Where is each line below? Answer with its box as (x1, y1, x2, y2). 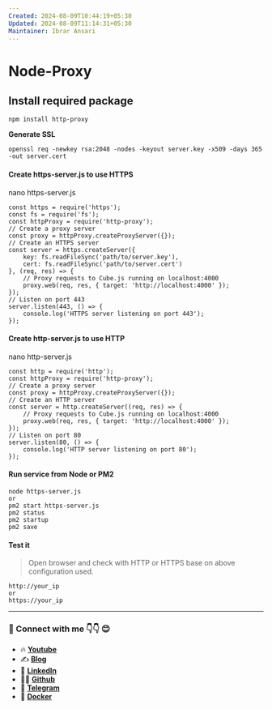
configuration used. (28, 566, 95, 576)
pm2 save (8, 523, 38, 531)
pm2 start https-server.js (8, 502, 100, 510)
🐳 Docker (19, 692, 53, 702)
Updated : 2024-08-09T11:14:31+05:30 (8, 19, 132, 28)
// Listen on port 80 (8, 431, 82, 439)
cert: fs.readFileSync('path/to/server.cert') (23, 260, 183, 268)
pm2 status (8, 508, 45, 517)
